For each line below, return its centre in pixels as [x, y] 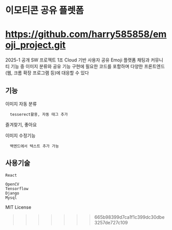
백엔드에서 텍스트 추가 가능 [35, 146]
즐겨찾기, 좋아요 [21, 124]
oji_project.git [36, 45]
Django [12, 193]
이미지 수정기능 [20, 135]
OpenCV [12, 184]
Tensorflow [17, 189]
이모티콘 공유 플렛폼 [45, 11]
